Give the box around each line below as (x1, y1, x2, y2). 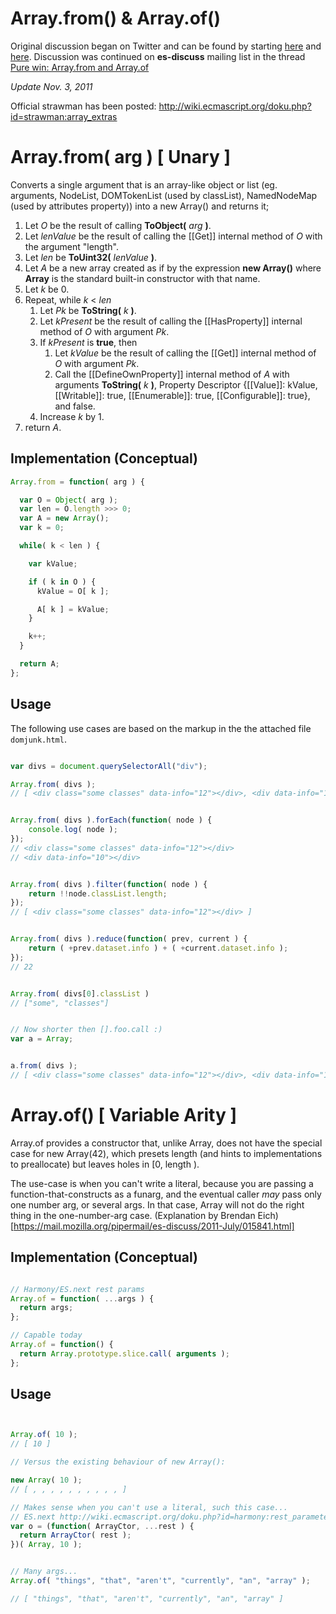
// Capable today (10, 1330, 83, 1341)
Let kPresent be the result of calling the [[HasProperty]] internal (39, 315, 303, 327)
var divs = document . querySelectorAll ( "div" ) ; (10, 761, 208, 771)
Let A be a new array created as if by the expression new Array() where (24, 262, 322, 274)
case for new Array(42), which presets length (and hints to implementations (10, 1147, 323, 1159)
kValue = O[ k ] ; (36, 586, 110, 596)
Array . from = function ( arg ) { (10, 477, 145, 487)
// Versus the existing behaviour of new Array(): (10, 1457, 226, 1467)
